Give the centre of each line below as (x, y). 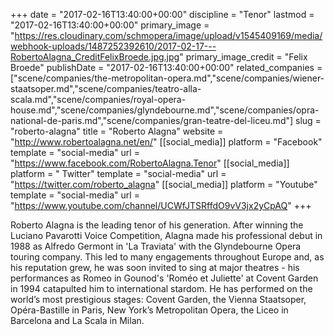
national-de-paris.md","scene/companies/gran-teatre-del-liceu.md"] (152, 120)
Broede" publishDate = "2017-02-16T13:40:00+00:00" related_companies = (166, 67)
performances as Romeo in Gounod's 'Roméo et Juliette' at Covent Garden (164, 278)
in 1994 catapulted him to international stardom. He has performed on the (161, 288)
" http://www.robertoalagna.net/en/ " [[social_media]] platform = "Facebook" (166, 142)
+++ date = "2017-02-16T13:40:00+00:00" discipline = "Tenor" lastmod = (162, 14)
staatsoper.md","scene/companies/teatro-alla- (106, 88)
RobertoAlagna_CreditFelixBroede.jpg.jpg (95, 57)
